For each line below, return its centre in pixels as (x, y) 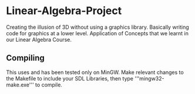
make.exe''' (20, 85)
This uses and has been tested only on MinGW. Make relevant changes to (95, 72)
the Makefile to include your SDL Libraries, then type (70, 78)
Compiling (26, 58)
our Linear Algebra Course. (39, 39)
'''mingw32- (149, 78)
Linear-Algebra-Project (64, 11)
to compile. (49, 85)
